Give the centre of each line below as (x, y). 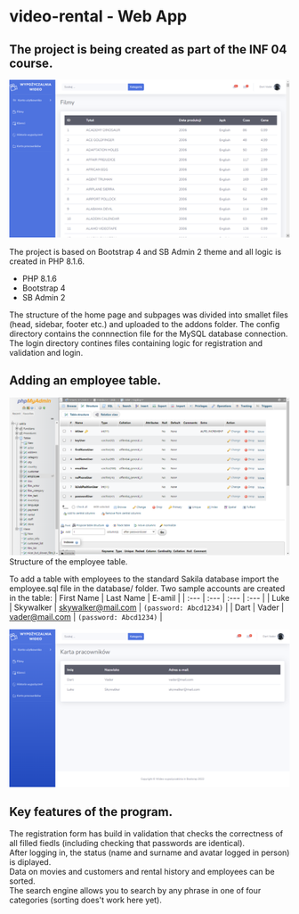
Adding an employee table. (85, 381)
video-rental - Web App (98, 16)
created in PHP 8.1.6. (47, 261)
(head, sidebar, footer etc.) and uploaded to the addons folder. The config (145, 324)
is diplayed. (30, 861)
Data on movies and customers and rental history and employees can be (142, 871)
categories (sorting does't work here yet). (86, 900)
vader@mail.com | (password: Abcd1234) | (86, 616)
